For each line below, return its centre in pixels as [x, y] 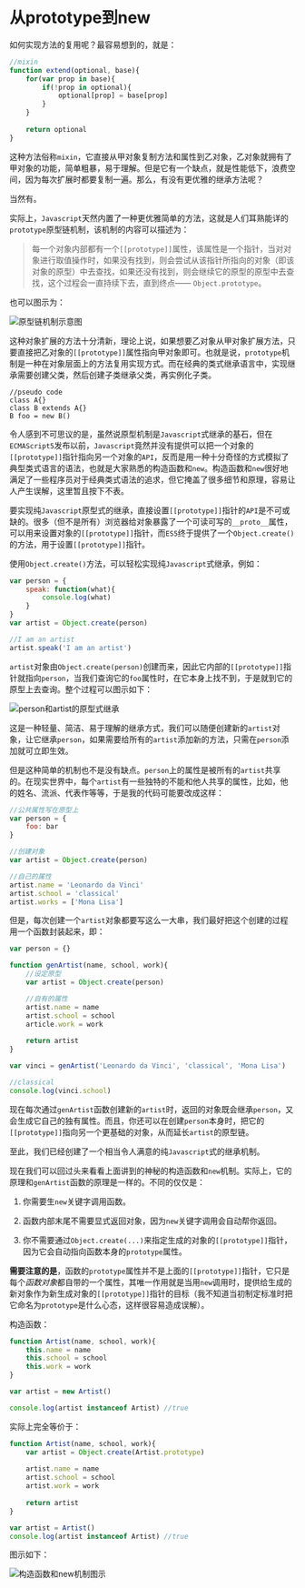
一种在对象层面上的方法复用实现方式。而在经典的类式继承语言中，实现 [156, 363]
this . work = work [59, 1367]
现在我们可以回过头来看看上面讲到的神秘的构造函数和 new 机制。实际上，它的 [151, 1171]
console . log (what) [77, 598]
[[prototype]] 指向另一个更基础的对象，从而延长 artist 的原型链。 [132, 1131]
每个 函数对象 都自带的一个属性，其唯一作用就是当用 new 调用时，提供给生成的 [151, 1281]
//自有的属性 [47, 999]
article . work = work [64, 1024]
